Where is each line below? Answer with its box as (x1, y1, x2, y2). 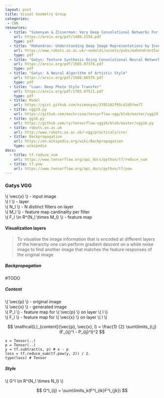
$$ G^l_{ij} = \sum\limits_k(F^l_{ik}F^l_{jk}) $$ (36, 387, 128, 393)
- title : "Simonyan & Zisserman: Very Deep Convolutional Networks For (9, 30, 159, 35)
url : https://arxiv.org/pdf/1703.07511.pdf (14, 89, 104, 94)
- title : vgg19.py (9, 107, 47, 112)
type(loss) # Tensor (5, 355, 47, 360)
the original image (17, 251, 54, 257)
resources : (5, 25, 27, 30)
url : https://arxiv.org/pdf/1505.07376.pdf (14, 62, 104, 66)
